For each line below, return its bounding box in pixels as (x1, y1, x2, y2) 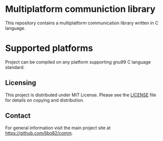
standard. (5, 64, 25, 70)
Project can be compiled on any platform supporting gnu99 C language (5, 59, 151, 65)
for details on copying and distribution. (5, 97, 84, 103)
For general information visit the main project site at (5, 125, 111, 131)
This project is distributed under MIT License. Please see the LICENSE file (5, 92, 157, 98)
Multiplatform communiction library (5, 3, 156, 15)
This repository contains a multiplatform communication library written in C (5, 20, 159, 26)
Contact (5, 112, 31, 120)
